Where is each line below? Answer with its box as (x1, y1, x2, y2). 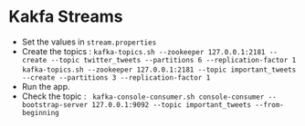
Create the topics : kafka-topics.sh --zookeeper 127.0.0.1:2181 (21, 45, 266, 56)
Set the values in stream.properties (21, 36, 157, 47)
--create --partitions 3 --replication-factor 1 (21, 73, 211, 82)
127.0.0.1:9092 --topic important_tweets (91, 100, 252, 110)
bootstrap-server (21, 100, 89, 110)
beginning (21, 108, 60, 117)
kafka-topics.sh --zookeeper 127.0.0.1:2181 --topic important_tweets (21, 65, 297, 74)
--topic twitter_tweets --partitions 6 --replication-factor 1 (50, 55, 297, 64)
